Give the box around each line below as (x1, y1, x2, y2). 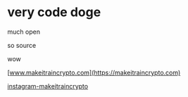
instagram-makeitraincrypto (7, 82, 89, 90)
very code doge (7, 4, 101, 20)
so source (7, 41, 37, 49)
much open (7, 27, 41, 36)
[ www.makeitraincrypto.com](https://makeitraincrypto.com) (7, 68, 181, 77)
